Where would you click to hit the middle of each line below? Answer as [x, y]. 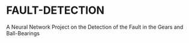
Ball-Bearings [23, 33]
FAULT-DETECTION [55, 10]
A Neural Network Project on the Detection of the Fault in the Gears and [95, 27]
